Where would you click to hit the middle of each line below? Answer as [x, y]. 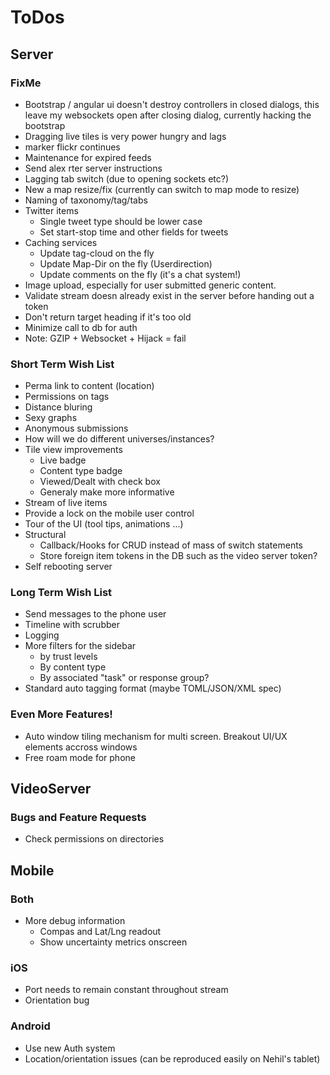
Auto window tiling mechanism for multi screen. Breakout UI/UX [156, 736]
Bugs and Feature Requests [78, 818]
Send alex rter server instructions [93, 168]
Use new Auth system [70, 1048]
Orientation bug [57, 1000]
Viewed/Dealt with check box [100, 482]
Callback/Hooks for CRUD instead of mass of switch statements [171, 545]
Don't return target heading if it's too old [108, 317]
